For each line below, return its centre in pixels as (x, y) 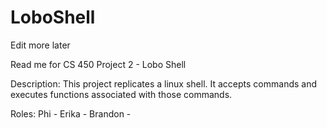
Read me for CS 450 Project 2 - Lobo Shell (98, 64)
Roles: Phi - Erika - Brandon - (71, 113)
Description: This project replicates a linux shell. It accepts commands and (164, 83)
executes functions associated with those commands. (121, 94)
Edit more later (40, 45)
